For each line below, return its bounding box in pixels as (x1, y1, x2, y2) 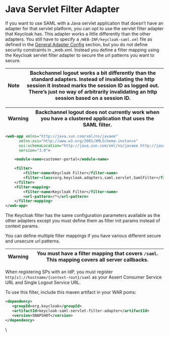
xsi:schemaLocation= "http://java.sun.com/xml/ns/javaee (18, 143, 138, 148)
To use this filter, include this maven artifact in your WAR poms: (5, 289, 137, 295)
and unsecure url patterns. (5, 238, 60, 244)
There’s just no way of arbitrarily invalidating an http (28, 88, 157, 95)
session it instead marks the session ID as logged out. (27, 82, 159, 89)
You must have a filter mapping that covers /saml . (37, 250, 158, 257)
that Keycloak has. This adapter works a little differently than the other (5, 31, 151, 37)
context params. (5, 223, 39, 229)
